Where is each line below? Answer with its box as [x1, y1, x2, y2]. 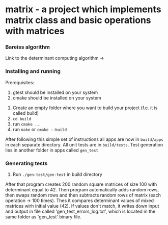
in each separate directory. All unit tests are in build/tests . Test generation [5, 141, 163, 147]
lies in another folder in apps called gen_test [5, 147, 98, 153]
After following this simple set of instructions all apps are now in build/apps [5, 136, 164, 142]
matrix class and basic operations [5, 14, 151, 26]
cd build [12, 116, 32, 121]
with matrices [5, 26, 65, 37]
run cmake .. [12, 121, 40, 127]
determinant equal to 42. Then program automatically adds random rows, [5, 187, 159, 193]
